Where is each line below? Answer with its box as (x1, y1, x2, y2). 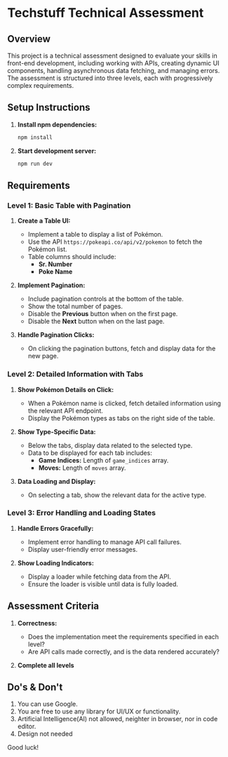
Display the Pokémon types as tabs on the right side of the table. (27, 414, 215, 422)
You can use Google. (17, 700, 79, 709)
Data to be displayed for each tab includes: (27, 448, 152, 457)
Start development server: (17, 146, 97, 155)
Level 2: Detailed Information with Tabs (7, 369, 144, 379)
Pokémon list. (27, 245, 68, 254)
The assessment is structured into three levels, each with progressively (7, 74, 213, 82)
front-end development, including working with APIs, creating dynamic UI (7, 59, 220, 67)
